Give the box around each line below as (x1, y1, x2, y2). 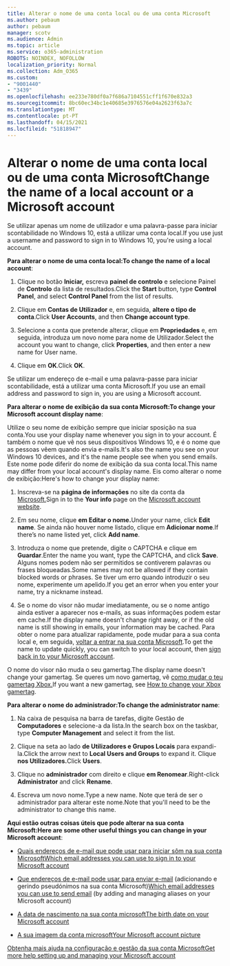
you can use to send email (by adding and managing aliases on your (17, 890, 211, 898)
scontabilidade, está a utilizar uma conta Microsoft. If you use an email (7, 382, 206, 390)
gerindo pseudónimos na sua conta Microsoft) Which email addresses (17, 882, 215, 890)
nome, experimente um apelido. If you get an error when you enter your (17, 580, 219, 589)
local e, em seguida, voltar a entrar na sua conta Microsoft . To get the (17, 638, 213, 646)
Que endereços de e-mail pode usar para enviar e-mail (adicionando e (17, 875, 218, 883)
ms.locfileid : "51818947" (7, 125, 81, 132)
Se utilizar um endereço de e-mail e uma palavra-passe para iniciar (7, 375, 198, 383)
